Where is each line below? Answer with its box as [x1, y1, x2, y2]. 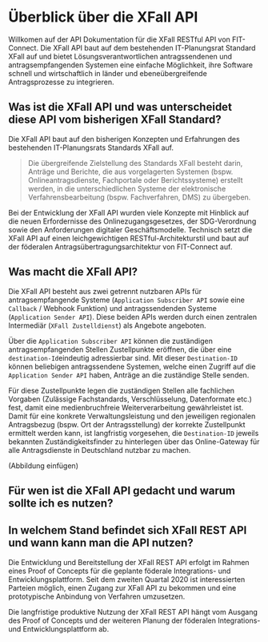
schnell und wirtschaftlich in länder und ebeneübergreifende [8, 68, 208, 78]
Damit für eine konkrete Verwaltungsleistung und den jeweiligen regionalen [8, 411, 256, 421]
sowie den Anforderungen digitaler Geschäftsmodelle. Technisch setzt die [8, 224, 253, 234]
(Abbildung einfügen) [8, 461, 78, 470]
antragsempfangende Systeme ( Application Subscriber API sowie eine [8, 295, 246, 305]
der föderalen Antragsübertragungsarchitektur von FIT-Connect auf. [8, 241, 233, 252]
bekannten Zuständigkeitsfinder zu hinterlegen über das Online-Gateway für [8, 437, 260, 446]
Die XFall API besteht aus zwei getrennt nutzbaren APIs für [8, 286, 202, 296]
